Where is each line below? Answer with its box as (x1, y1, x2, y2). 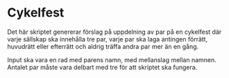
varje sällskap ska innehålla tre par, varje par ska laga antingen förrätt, (7, 35, 208, 43)
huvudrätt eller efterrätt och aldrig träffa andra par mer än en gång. (7, 42, 199, 50)
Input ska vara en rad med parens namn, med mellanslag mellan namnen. (7, 55, 217, 64)
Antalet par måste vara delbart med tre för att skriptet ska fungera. (7, 63, 198, 71)
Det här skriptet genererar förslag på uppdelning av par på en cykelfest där (7, 28, 222, 36)
